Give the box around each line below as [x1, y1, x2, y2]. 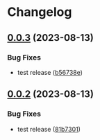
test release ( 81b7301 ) [17, 125, 81, 133]
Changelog [7, 4, 72, 20]
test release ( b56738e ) [17, 68, 83, 76]
